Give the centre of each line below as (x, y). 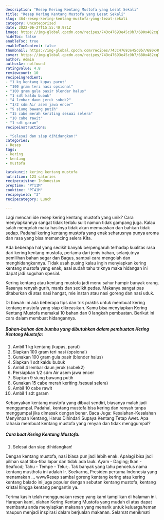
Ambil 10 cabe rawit (32, 388)
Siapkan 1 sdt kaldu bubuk (39, 362)
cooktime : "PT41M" (24, 190)
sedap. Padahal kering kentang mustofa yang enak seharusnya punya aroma (82, 233)
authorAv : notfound (25, 64)
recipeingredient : (24, 77)
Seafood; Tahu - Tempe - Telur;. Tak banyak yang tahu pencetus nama (76, 466)
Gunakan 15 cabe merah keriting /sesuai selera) (60, 383)
